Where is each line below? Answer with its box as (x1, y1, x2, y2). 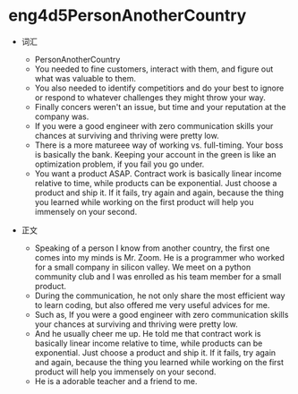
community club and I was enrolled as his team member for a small (34, 270, 282, 282)
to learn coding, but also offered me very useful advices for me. (34, 299, 270, 310)
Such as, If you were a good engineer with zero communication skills (34, 309, 289, 320)
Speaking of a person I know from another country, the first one (34, 243, 270, 253)
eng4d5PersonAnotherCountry (8, 5, 247, 26)
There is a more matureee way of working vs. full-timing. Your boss (34, 140, 284, 150)
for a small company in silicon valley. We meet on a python (34, 261, 251, 272)
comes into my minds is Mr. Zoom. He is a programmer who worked (34, 252, 285, 262)
